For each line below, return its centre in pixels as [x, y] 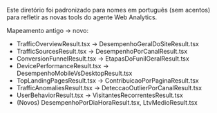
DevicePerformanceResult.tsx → [63, 66]
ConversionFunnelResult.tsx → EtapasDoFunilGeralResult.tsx [103, 59]
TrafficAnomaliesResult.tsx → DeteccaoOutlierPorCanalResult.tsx [109, 88]
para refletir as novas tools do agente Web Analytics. [82, 17]
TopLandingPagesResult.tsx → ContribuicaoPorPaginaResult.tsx [107, 81]
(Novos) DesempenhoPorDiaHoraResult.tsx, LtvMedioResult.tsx [107, 102]
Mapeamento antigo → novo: [48, 31]
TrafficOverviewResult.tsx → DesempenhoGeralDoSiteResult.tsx [108, 44]
